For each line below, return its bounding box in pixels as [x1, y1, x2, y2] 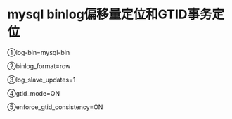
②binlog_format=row [7, 61, 71, 70]
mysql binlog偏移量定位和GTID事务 [7, 6, 212, 23]
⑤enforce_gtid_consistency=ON [7, 103, 103, 111]
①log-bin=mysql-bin [7, 48, 70, 56]
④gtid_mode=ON [7, 89, 60, 97]
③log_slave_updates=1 [7, 75, 76, 84]
